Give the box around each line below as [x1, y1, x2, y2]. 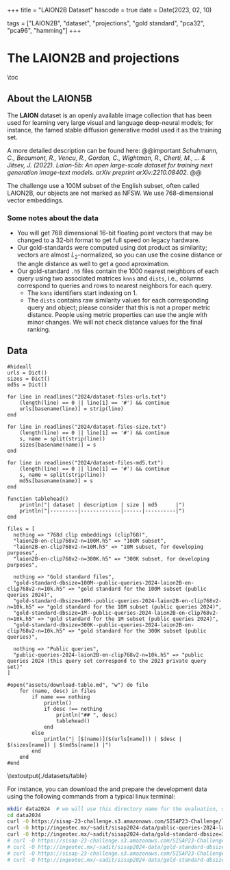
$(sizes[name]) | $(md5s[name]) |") [7, 741, 112, 749]
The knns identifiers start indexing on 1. [27, 288, 138, 297]
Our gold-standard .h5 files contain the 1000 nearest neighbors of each [16, 267, 219, 275]
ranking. [27, 325, 51, 333]
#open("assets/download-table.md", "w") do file [7, 681, 149, 688]
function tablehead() [7, 495, 69, 502]
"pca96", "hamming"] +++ [7, 27, 81, 34]
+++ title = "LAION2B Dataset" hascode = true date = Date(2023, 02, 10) [7, 6, 212, 14]
